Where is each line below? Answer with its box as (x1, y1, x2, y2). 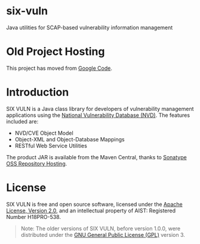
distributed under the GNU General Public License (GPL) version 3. (20, 231, 185, 238)
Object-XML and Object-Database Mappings (14, 135, 125, 143)
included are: (6, 118, 39, 125)
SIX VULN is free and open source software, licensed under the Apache (6, 200, 183, 208)
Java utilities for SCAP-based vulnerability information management (6, 24, 173, 31)
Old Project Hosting (6, 45, 105, 58)
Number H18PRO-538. (6, 213, 61, 220)
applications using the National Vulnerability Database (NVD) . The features (6, 112, 190, 119)
